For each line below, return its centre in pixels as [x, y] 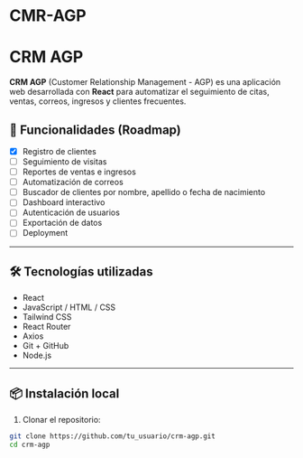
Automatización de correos [73, 182]
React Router [46, 327]
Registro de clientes [59, 151]
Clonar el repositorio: [61, 420]
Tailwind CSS [47, 317]
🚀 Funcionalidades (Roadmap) [96, 130]
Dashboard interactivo [64, 202]
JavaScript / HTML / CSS [69, 307]
